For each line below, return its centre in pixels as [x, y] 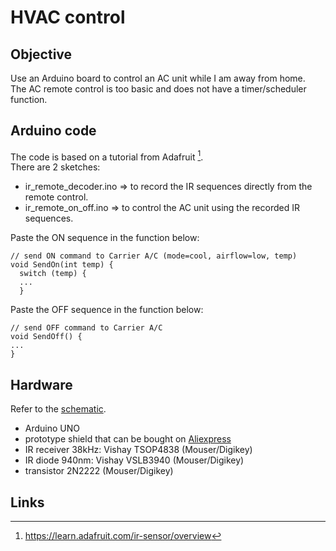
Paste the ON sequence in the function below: [105, 238]
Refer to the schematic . [58, 409]
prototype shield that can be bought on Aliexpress [128, 439]
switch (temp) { [53, 274]
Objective [41, 54]
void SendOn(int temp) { [62, 265]
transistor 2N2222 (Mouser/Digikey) [99, 471]
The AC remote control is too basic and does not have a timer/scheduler [158, 89]
